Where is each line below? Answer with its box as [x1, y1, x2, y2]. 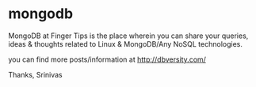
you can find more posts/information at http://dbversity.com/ [8, 55, 206, 64]
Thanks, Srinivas [8, 70, 63, 79]
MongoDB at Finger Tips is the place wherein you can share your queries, [8, 31, 249, 40]
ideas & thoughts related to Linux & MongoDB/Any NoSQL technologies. [8, 39, 243, 48]
